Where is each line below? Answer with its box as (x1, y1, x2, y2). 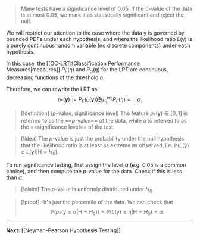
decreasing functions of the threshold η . (6, 74, 105, 81)
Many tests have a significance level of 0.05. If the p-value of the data (20, 5, 192, 12)
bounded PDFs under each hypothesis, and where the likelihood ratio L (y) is (6, 36, 192, 42)
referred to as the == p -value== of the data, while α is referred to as (20, 117, 187, 124)
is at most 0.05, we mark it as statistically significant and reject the (20, 11, 185, 18)
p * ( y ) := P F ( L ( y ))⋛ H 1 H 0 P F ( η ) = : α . (57, 95, 143, 105)
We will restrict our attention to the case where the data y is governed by (6, 29, 185, 36)
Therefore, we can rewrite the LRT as (6, 85, 98, 92)
